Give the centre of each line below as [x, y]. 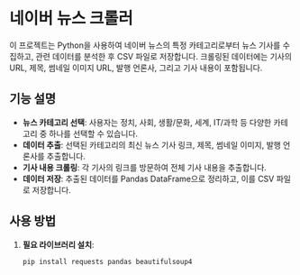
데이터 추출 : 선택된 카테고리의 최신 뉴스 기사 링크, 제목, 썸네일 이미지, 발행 [151, 144]
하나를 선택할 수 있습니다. [93, 133]
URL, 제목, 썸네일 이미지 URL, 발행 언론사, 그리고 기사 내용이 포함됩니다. [136, 68]
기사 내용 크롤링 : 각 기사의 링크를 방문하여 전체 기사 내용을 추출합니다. [145, 167]
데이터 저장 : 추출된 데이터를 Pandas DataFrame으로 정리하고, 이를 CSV [148, 179]
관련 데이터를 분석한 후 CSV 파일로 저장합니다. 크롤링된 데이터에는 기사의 [164, 56]
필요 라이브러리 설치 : [58, 244]
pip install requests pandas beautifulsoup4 [107, 261]
